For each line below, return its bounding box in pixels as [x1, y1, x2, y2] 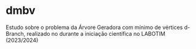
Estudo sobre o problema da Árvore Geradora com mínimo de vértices [6, 24, 183, 31]
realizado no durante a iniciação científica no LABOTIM [26, 30, 166, 37]
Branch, [6, 30, 26, 37]
